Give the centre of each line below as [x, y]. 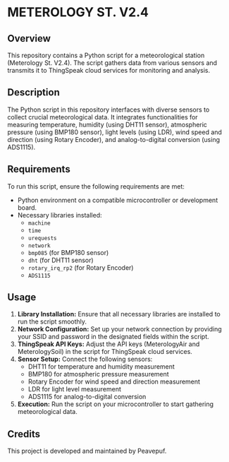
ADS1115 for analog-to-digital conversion [87, 397]
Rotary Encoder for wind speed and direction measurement [114, 381]
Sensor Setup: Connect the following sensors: [85, 359]
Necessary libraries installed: [60, 215]
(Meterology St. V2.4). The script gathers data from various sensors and [112, 63]
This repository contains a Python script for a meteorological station [106, 55]
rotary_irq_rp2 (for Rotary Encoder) [81, 267]
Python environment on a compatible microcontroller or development [118, 200]
